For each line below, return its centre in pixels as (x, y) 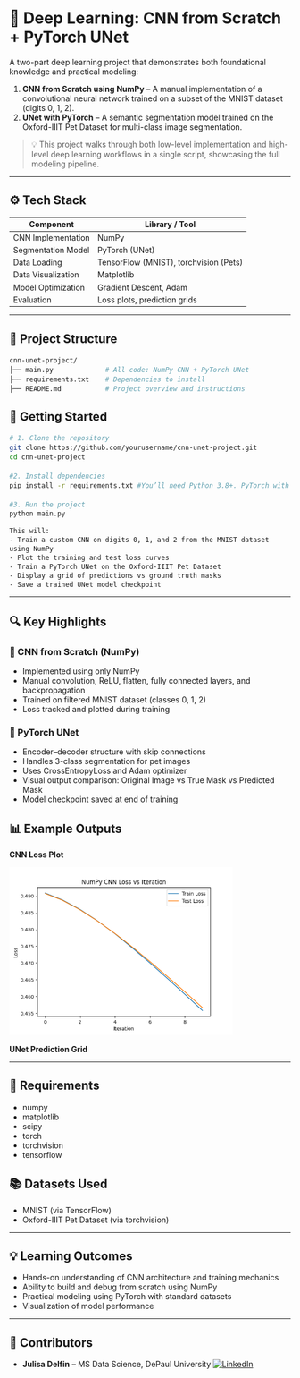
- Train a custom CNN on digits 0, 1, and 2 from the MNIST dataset (139, 540)
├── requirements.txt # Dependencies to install (107, 379)
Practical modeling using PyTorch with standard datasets (127, 1297)
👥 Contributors (51, 1343)
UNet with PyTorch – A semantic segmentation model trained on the (148, 117)
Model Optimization (49, 287)
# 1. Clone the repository (59, 438)
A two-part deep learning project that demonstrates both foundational (137, 62)
